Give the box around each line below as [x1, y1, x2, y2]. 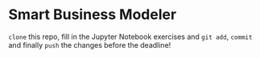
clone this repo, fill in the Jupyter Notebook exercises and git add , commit [8, 32, 253, 41]
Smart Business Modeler [8, 6, 177, 24]
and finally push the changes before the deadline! [8, 40, 171, 49]
